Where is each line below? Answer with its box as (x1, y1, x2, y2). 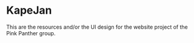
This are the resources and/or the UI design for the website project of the (6, 23, 188, 30)
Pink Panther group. (6, 29, 56, 36)
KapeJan (6, 4, 52, 17)
